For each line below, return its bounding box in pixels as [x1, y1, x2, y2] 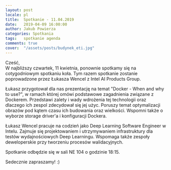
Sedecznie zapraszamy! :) [5, 159, 60, 165]
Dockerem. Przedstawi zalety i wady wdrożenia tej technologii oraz [5, 96, 146, 103]
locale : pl [5, 12, 29, 17]
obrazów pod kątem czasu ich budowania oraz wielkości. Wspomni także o [5, 107, 163, 113]
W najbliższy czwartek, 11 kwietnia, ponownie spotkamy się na [5, 65, 136, 71]
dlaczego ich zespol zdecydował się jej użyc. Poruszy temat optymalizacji [5, 102, 161, 108]
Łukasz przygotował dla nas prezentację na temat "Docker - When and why [5, 85, 164, 92]
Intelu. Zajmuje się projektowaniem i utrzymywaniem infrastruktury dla [5, 128, 153, 134]
